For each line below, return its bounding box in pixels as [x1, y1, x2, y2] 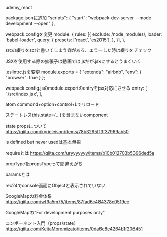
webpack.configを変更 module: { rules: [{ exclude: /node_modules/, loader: [5, 31, 162, 37]
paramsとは [5, 171, 30, 177]
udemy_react [5, 5, 32, 10]
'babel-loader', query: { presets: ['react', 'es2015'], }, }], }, [5, 37, 126, 43]
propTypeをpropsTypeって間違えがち [5, 161, 83, 167]
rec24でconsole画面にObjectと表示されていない [5, 183, 106, 188]
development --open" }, [5, 20, 55, 26]
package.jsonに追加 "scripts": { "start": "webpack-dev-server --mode [5, 15, 151, 21]
